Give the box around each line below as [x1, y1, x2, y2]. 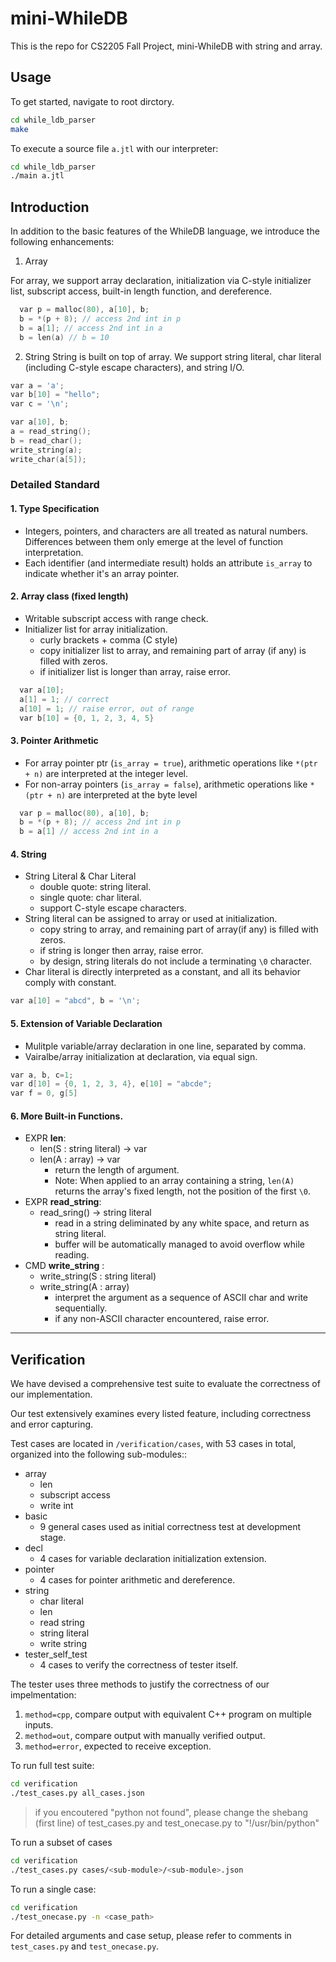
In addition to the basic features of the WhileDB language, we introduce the [10, 225, 320, 237]
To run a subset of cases [10, 1836, 113, 1848]
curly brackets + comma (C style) [39, 633, 178, 646]
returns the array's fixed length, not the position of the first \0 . [54, 1185, 312, 1197]
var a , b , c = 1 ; [10, 1070, 74, 1080]
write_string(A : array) [39, 1281, 130, 1293]
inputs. [24, 1719, 54, 1731]
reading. [54, 1249, 90, 1261]
